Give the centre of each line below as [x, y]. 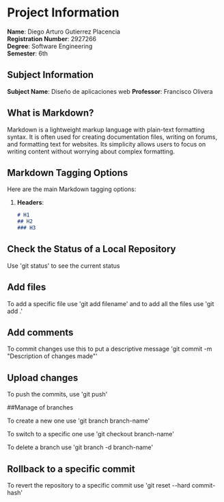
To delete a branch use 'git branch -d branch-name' [80, 447]
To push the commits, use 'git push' [57, 394]
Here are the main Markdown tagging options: [72, 189]
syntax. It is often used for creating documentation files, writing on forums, [112, 137]
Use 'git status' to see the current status [64, 266]
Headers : [30, 203]
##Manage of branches [40, 407]
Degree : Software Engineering [50, 46]
